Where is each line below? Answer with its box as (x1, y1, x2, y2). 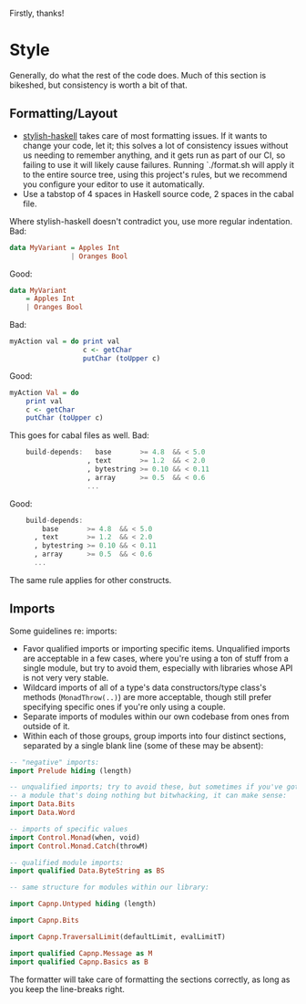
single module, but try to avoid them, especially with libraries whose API (22, 662, 293, 674)
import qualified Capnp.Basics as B (9, 957, 148, 967)
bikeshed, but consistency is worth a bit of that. (9, 79, 189, 90)
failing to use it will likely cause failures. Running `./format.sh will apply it (22, 159, 294, 170)
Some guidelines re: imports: (9, 625, 117, 636)
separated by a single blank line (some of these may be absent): (22, 739, 264, 751)
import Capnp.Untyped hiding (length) (9, 899, 157, 909)
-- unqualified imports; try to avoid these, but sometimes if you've (9, 782, 283, 792)
